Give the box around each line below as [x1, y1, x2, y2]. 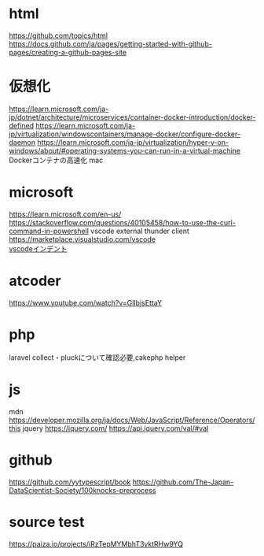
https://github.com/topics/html [9, 31, 108, 40]
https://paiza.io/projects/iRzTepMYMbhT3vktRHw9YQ [9, 539, 184, 548]
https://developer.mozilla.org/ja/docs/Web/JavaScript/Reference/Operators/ [9, 415, 255, 424]
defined [9, 120, 35, 130]
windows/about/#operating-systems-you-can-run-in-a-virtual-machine [9, 146, 241, 155]
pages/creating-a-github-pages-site [9, 47, 127, 57]
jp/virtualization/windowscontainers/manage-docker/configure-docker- [9, 129, 241, 139]
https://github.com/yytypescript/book [9, 477, 131, 487]
